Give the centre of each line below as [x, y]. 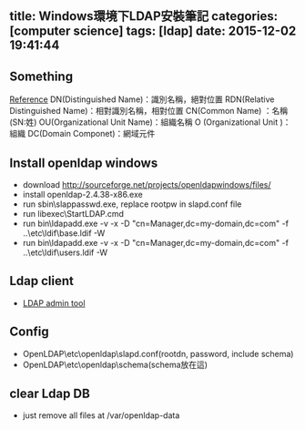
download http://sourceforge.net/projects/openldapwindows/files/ [147, 185]
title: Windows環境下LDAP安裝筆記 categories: [144, 16]
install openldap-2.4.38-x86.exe [82, 195]
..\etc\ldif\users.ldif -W [65, 252]
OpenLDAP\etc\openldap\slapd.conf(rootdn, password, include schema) [158, 353]
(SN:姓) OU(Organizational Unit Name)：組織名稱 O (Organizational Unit [144, 122]
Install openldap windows [84, 163]
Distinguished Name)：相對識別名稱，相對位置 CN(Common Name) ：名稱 [149, 111]
